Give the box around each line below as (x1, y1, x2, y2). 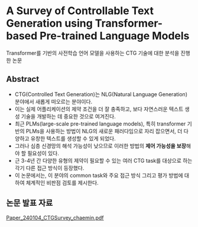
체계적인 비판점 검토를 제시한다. (25, 179, 99, 186)
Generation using (6, 17, 93, 30)
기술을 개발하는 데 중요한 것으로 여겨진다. (21, 113, 116, 120)
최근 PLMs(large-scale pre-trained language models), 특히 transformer (14, 120, 186, 127)
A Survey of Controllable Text (6, 4, 154, 18)
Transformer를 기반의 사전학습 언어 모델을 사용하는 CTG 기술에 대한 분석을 (6, 49, 180, 57)
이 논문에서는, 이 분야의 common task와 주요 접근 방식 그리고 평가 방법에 (14, 172, 183, 179)
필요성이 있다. (27, 149, 59, 157)
